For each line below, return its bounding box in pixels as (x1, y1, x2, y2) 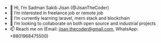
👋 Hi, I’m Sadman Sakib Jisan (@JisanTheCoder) (9, 5, 109, 10)
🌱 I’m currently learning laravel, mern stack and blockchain (9, 15, 130, 21)
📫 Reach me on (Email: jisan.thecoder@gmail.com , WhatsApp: (9, 26, 139, 32)
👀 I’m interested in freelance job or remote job (9, 10, 104, 16)
